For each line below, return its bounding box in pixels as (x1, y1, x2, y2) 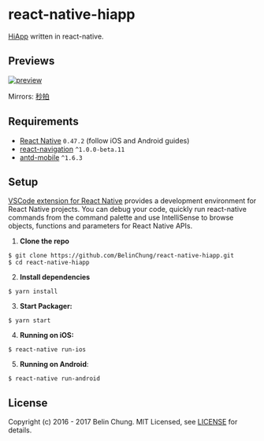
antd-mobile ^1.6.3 (19, 152, 83, 162)
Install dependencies (19, 272, 91, 282)
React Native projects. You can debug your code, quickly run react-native (8, 205, 247, 214)
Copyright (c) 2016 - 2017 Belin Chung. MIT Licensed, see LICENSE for (8, 417, 238, 427)
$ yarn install (8, 287, 58, 296)
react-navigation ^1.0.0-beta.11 (19, 144, 125, 154)
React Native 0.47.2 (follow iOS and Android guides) (19, 135, 190, 145)
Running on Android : (19, 360, 89, 369)
